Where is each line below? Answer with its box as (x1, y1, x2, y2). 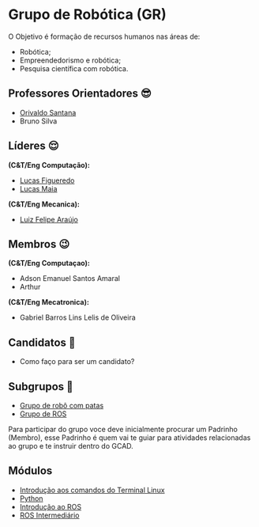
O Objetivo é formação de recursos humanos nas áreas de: (8, 32, 201, 41)
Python (19, 493, 43, 503)
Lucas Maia (19, 184, 58, 193)
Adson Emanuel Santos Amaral (19, 274, 121, 283)
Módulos (8, 464, 53, 478)
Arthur (19, 282, 41, 292)
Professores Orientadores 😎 (8, 87, 152, 100)
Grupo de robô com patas (19, 401, 104, 410)
